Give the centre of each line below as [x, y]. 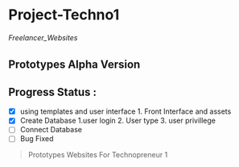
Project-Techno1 [64, 15]
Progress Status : [53, 92]
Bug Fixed [37, 139]
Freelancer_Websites [43, 37]
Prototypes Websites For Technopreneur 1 [98, 155]
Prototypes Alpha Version [74, 65]
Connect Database [51, 130]
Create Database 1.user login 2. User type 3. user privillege [117, 121]
